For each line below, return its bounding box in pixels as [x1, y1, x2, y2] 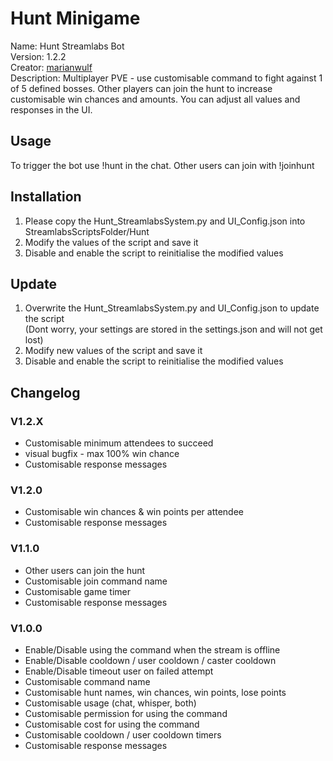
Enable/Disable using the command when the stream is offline [24, 643, 281, 656]
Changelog [10, 384, 81, 401]
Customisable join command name [24, 575, 168, 587]
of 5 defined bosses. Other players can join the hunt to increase [10, 82, 273, 94]
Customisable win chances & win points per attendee [24, 506, 245, 518]
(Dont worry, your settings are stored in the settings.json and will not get [24, 323, 323, 336]
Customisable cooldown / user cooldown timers [24, 728, 222, 741]
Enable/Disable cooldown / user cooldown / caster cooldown [24, 654, 277, 666]
